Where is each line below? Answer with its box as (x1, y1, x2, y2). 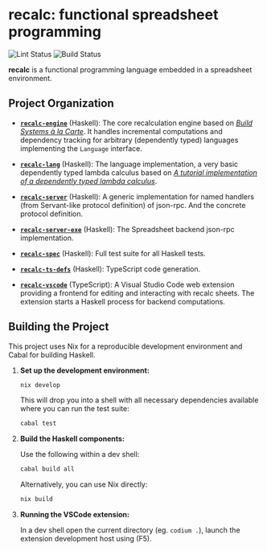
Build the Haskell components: (19, 434, 125, 443)
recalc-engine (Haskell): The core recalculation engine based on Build (19, 118, 253, 128)
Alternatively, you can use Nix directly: (19, 480, 148, 489)
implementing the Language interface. (19, 143, 142, 153)
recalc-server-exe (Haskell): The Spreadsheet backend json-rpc (19, 224, 235, 234)
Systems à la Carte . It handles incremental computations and (19, 126, 223, 136)
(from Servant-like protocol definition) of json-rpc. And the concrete (19, 200, 246, 210)
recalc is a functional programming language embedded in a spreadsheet (8, 64, 253, 74)
